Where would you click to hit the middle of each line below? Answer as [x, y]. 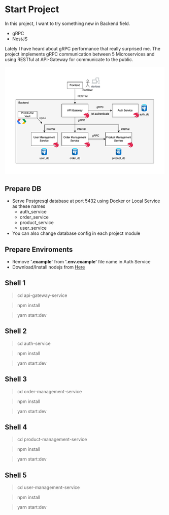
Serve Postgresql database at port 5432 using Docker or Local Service [86, 201]
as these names [29, 206]
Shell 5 [16, 475]
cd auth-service [34, 343]
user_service [33, 228]
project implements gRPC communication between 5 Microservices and [80, 54]
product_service [37, 223]
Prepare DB [23, 189]
